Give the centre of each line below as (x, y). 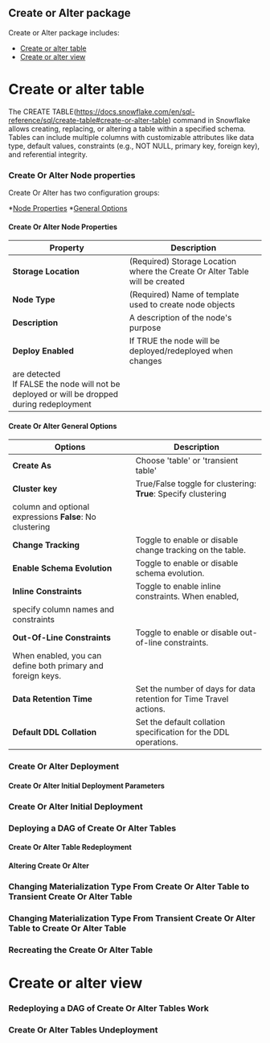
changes (145, 361)
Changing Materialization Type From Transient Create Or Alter (132, 918)
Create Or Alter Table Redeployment (70, 847)
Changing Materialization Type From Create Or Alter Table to (129, 886)
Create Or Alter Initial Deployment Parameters (86, 785)
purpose (145, 328)
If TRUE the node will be (174, 341)
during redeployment (52, 404)
